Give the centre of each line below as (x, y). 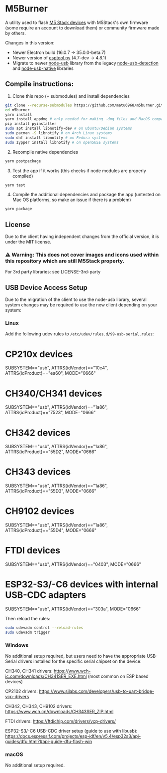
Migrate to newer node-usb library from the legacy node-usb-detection (85, 63)
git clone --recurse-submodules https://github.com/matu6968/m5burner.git (84, 105)
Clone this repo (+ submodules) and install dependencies (71, 96)
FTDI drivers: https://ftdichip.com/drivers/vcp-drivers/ (60, 721)
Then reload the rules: (28, 619)
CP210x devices (39, 354)
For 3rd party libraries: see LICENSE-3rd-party (53, 272)
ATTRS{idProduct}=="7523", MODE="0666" (50, 413)
